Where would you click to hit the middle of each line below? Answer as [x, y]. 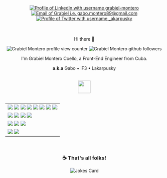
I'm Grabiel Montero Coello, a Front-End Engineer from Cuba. [84, 58]
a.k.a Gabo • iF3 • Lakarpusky [84, 68]
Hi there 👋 [84, 39]
